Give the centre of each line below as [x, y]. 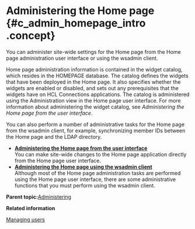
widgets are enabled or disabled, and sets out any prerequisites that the [93, 88]
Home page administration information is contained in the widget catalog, [94, 69]
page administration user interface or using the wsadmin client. [82, 58]
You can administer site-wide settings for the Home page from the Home [93, 52]
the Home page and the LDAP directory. [54, 136]
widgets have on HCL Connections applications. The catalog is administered [98, 94]
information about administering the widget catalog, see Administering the [95, 107]
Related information [31, 208]
